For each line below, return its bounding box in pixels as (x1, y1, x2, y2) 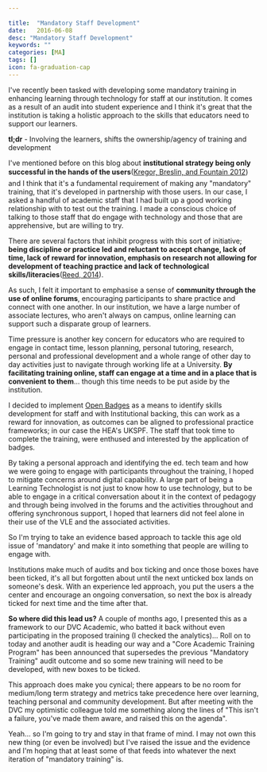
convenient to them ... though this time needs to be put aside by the (8, 376, 230, 386)
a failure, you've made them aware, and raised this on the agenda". (8, 713, 228, 723)
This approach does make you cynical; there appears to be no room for (8, 680, 242, 689)
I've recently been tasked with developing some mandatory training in (8, 85, 237, 95)
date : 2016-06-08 (8, 26, 73, 34)
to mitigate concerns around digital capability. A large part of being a (8, 474, 234, 484)
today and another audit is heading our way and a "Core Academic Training (8, 639, 255, 648)
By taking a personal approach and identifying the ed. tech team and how (8, 457, 249, 467)
